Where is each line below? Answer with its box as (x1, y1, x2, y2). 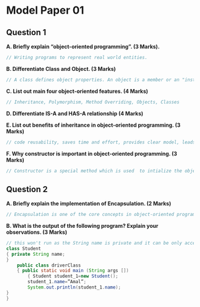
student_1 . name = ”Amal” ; (27, 279, 86, 285)
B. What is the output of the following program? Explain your (6, 223, 159, 230)
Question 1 (6, 27, 46, 37)
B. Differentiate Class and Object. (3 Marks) (6, 65, 116, 72)
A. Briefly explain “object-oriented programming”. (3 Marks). (6, 43, 160, 50)
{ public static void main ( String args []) (17, 268, 129, 274)
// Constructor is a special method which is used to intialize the (6, 168, 183, 174)
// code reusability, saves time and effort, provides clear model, (6, 139, 180, 145)
